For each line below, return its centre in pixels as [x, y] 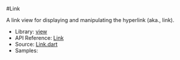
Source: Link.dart [36, 44]
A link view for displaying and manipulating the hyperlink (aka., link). [90, 20]
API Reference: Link [39, 38]
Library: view [31, 31]
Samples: [26, 50]
